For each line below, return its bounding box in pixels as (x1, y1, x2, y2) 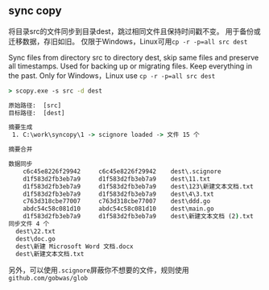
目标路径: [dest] (8, 109, 65, 117)
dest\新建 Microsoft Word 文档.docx (15, 242, 134, 251)
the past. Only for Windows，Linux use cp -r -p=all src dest (8, 70, 216, 81)
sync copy (8, 4, 62, 18)
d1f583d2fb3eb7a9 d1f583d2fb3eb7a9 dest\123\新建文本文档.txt (23, 182, 254, 190)
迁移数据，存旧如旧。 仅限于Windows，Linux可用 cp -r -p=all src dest (8, 36, 248, 46)
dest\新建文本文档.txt (15, 250, 85, 258)
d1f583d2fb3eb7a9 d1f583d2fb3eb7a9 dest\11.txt (23, 175, 211, 183)
